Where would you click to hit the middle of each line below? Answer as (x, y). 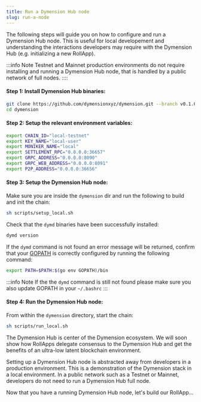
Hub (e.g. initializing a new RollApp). (51, 53)
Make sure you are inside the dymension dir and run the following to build (95, 195)
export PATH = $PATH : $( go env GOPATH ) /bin (57, 270)
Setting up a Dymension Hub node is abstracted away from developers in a (99, 361)
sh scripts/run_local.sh (37, 326)
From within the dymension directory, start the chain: (70, 315)
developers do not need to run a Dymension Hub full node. (78, 380)
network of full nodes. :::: (37, 78)
